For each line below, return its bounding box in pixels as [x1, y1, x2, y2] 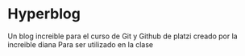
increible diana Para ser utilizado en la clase [7, 39, 154, 49]
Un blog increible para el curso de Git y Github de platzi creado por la [7, 31, 239, 41]
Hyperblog [7, 5, 81, 23]
